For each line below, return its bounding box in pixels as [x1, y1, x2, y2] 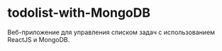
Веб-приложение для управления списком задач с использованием [7, 28, 215, 36]
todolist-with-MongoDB [7, 5, 151, 21]
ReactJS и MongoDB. [7, 35, 70, 43]
